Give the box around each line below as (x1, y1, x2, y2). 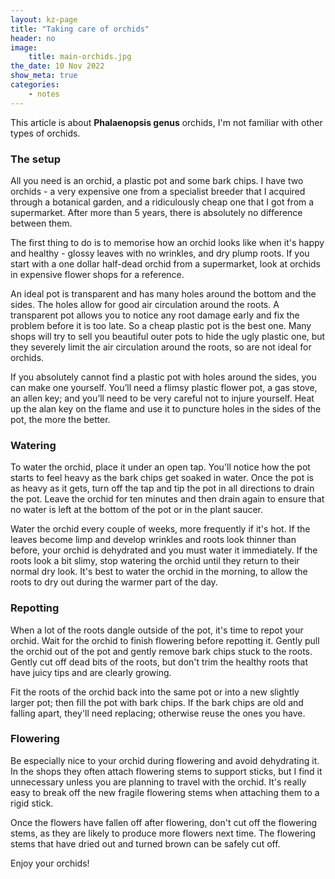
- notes (28, 89, 60, 99)
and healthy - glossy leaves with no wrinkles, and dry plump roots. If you (10, 247, 310, 259)
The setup (10, 152, 62, 166)
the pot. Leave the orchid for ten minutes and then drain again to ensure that (10, 493, 325, 505)
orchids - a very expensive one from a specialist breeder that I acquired (10, 185, 306, 197)
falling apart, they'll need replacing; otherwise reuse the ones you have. (10, 707, 306, 719)
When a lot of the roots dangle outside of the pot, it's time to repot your (10, 624, 304, 636)
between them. (10, 217, 73, 229)
